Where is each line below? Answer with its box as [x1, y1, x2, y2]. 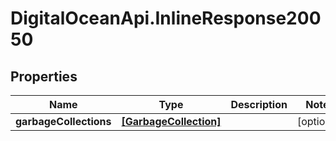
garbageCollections [15, 115, 112, 128]
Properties [10, 68, 78, 85]
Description [230, 98, 288, 111]
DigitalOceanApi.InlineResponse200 [10, 7, 322, 30]
